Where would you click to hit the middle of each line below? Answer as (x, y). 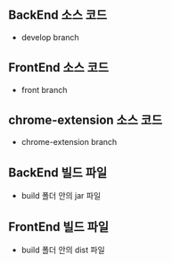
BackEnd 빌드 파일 (58, 172)
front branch (44, 89)
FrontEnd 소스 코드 (58, 68)
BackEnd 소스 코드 (58, 15)
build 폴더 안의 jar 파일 (61, 196)
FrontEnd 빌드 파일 (58, 227)
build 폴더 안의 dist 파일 (63, 250)
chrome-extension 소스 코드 (86, 120)
